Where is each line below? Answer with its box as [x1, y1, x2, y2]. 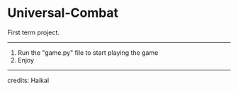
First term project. [7, 28, 60, 37]
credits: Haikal [7, 76, 50, 84]
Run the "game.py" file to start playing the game [17, 48, 159, 57]
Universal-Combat [7, 5, 119, 21]
